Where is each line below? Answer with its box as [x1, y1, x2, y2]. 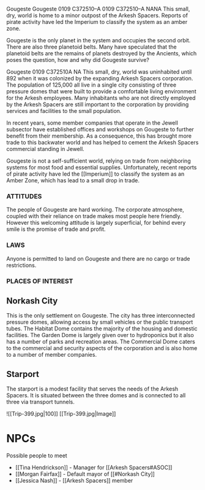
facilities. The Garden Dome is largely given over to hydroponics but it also [6, 332, 194, 339]
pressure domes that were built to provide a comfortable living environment [6, 88, 197, 95]
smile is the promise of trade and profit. [6, 225, 106, 233]
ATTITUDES [6, 192, 42, 200]
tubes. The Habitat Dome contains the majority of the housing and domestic [6, 325, 198, 332]
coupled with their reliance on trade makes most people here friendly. [6, 212, 182, 220]
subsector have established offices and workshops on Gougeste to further [6, 126, 195, 133]
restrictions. [6, 261, 37, 269]
